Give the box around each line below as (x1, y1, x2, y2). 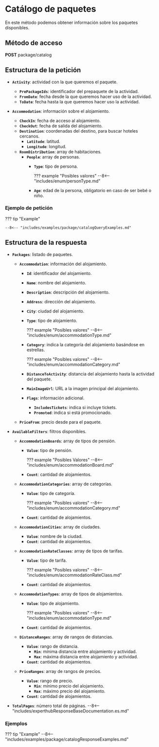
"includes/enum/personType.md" (34, 178, 101, 184)
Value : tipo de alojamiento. (26, 600, 80, 606)
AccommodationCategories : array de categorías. (19, 481, 113, 487)
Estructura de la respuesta (5, 238, 87, 247)
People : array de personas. (26, 154, 80, 159)
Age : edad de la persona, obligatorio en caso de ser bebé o (34, 187, 152, 193)
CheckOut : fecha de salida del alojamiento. (19, 123, 103, 129)
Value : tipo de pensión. (26, 447, 73, 453)
